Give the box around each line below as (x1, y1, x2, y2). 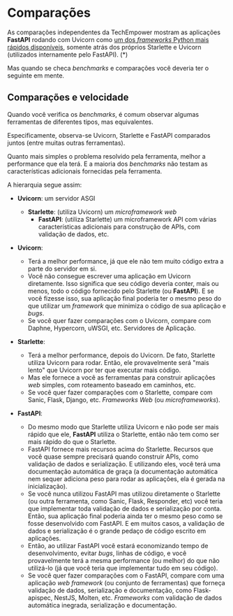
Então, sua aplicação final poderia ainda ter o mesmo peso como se (27, 512, 223, 520)
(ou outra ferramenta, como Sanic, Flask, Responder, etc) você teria (27, 496, 223, 505)
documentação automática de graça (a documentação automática (27, 467, 218, 475)
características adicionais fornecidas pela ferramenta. (7, 166, 163, 176)
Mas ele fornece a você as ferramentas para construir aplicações (27, 373, 216, 382)
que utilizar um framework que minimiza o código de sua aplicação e (27, 301, 227, 310)
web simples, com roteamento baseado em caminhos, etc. (27, 380, 196, 389)
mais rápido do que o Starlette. (27, 437, 117, 445)
